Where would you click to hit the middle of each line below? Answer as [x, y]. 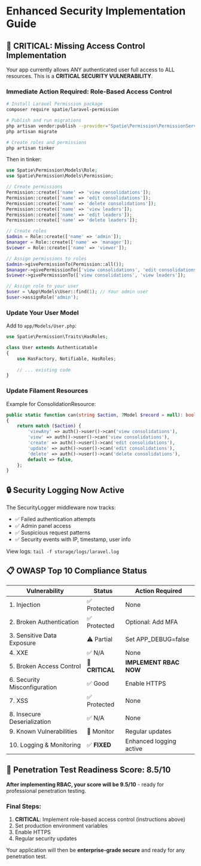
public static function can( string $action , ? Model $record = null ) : [95, 415]
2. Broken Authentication [44, 622]
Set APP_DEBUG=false [157, 639]
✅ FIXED [99, 745]
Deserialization [30, 721]
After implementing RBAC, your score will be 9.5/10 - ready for [85, 784]
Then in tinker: [24, 160]
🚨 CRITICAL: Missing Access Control [76, 46]
